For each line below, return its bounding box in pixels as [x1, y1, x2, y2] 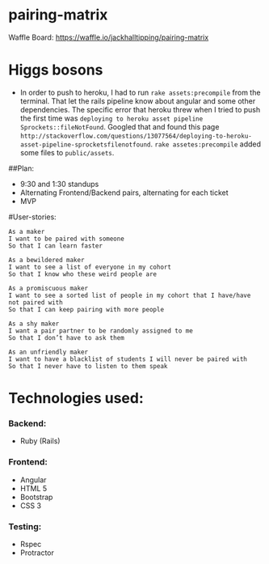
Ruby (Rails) [19, 436, 61, 446]
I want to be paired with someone [8, 235, 125, 243]
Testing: [8, 520, 42, 532]
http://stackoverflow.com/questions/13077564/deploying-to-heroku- [19, 132, 252, 140]
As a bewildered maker [8, 256, 85, 264]
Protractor [19, 548, 54, 558]
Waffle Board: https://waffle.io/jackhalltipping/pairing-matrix [8, 32, 209, 42]
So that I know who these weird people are [8, 269, 158, 278]
